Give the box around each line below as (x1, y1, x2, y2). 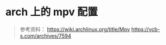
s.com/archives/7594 (19, 32, 71, 39)
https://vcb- (131, 26, 160, 33)
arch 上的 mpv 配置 (5, 5, 98, 19)
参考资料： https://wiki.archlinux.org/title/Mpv (19, 26, 130, 33)
